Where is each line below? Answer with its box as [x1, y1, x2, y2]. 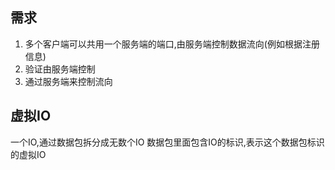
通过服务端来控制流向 [24, 75, 113, 87]
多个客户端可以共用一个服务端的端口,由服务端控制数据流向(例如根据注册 [24, 38, 320, 50]
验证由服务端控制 [24, 63, 96, 75]
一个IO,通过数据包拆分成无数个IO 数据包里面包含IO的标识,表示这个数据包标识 [10, 136, 325, 148]
